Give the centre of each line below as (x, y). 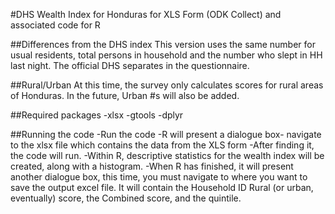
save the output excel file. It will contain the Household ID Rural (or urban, (162, 187)
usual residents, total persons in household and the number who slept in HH (166, 55)
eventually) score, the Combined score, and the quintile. (126, 198)
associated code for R (55, 25)
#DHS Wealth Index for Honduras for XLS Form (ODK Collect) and (146, 14)
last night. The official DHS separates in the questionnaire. (130, 65)
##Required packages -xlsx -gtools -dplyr (97, 115)
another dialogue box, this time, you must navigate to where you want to (159, 177)
